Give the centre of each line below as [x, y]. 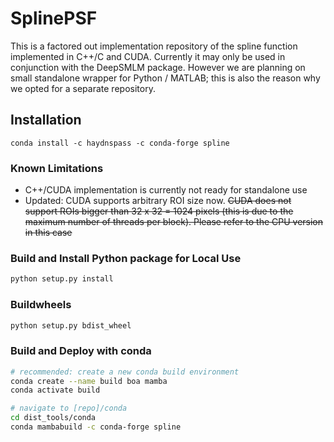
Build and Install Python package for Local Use [126, 258]
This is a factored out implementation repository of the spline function [154, 46]
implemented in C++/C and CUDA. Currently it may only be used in [148, 56]
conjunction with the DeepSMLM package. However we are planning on [158, 67]
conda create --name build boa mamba [89, 381]
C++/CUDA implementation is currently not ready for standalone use [166, 190]
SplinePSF [54, 18]
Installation [46, 120]
